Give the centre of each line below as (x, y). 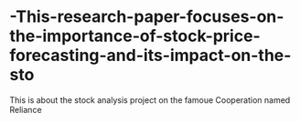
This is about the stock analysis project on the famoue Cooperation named (150, 100)
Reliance (26, 109)
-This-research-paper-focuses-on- (147, 17)
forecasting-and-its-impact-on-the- (150, 56)
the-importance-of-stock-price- (135, 36)
